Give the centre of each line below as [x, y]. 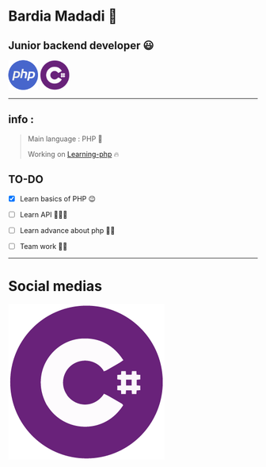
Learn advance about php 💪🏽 [67, 230]
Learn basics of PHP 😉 [58, 198]
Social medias [55, 287]
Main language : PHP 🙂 [65, 139]
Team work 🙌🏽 [44, 246]
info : [21, 119]
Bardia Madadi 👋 [63, 16]
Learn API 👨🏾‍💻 [44, 214]
